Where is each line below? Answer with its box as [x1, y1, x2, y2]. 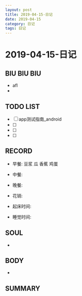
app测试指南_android [18, 116, 62, 122]
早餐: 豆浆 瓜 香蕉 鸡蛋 [12, 160, 58, 166]
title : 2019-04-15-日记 [5, 12, 53, 17]
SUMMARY [5, 284, 41, 292]
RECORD [5, 147, 33, 155]
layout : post [5, 7, 32, 12]
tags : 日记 [5, 26, 26, 31]
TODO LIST [5, 102, 40, 110]
